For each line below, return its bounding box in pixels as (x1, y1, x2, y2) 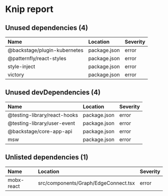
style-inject (7, 63, 35, 70)
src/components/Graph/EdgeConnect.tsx (37, 179, 135, 186)
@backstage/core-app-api (7, 128, 72, 135)
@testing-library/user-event (7, 119, 75, 126)
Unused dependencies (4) (5, 24, 88, 32)
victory (7, 71, 24, 78)
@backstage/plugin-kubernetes (7, 47, 83, 54)
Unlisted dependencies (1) (5, 153, 88, 161)
